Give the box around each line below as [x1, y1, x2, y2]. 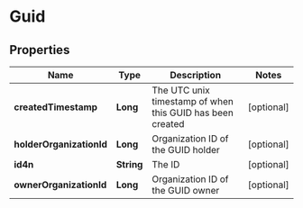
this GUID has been [151, 106, 234, 119]
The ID [151, 158, 180, 170]
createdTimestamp [14, 101, 97, 113]
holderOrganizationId [14, 138, 108, 150]
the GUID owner [151, 185, 220, 196]
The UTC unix [151, 84, 210, 96]
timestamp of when [151, 95, 234, 107]
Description [170, 69, 222, 81]
